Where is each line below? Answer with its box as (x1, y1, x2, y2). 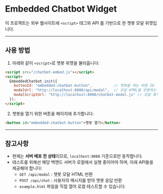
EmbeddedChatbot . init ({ (9, 79, 57, 83)
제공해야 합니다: (12, 165, 42, 171)
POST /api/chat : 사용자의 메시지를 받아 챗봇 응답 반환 (19, 178, 122, 183)
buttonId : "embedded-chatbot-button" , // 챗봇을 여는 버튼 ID (14, 83, 154, 88)
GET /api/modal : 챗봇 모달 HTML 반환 (19, 171, 93, 178)
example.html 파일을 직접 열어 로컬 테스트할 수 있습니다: (19, 183, 126, 190)
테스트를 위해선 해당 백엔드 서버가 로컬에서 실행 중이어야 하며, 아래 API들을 (12, 159, 154, 165)
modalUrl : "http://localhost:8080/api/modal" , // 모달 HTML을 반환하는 (14, 88, 157, 93)
